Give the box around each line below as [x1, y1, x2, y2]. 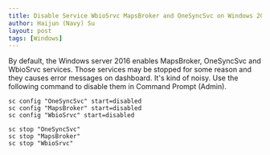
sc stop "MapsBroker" [8, 133, 81, 141]
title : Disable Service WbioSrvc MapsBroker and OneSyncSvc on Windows [8, 11, 253, 20]
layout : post [8, 27, 52, 35]
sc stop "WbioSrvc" [8, 140, 74, 148]
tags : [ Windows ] [8, 34, 63, 43]
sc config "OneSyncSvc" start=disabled [8, 97, 142, 105]
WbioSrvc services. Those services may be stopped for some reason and [8, 65, 252, 75]
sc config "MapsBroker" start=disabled [8, 104, 142, 112]
